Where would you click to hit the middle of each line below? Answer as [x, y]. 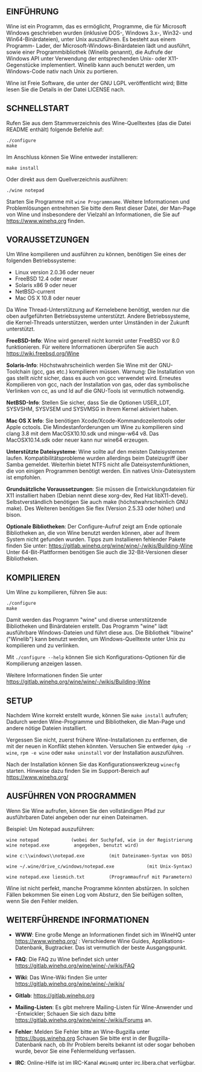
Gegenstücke [23, 65]
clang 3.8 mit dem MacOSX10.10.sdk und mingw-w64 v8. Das [83, 434]
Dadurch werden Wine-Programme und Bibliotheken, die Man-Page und [96, 722]
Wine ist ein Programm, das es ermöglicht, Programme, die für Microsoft [96, 26]
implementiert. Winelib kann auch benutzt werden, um [108, 65]
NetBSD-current [35, 292]
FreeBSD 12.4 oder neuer [46, 279]
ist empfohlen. [24, 477]
